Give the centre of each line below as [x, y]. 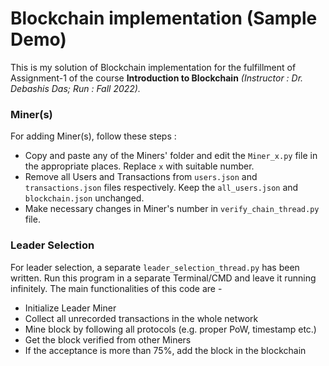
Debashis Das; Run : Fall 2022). [75, 88]
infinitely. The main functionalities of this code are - [116, 288]
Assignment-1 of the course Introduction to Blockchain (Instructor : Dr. [157, 78]
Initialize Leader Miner [70, 308]
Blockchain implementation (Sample [164, 18]
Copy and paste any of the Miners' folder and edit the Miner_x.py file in [171, 156]
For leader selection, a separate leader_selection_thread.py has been [155, 267]
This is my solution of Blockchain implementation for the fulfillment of [153, 67]
